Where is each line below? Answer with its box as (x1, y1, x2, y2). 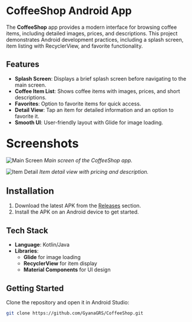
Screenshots (6, 136, 79, 151)
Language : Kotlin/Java (14, 241, 69, 248)
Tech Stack (6, 225, 48, 235)
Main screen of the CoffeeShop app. (44, 157, 133, 164)
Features (6, 59, 39, 69)
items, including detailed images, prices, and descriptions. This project (6, 29, 178, 36)
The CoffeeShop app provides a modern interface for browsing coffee (6, 24, 177, 31)
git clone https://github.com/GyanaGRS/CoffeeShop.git (6, 310, 144, 316)
